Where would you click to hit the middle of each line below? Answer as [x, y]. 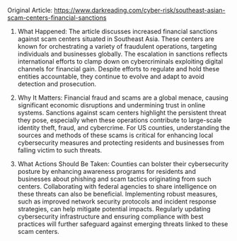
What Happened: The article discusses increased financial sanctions [117, 31]
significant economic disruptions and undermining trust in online [111, 105]
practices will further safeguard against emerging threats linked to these [123, 224]
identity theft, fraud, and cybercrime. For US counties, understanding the [124, 128]
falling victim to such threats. [60, 150]
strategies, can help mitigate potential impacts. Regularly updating [114, 209]
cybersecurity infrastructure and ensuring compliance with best [110, 216]
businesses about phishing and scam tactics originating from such [114, 179]
